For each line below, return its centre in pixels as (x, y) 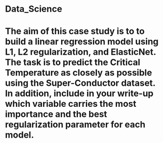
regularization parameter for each (75, 125)
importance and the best (56, 114)
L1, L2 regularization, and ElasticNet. (81, 52)
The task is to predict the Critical (73, 62)
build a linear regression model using (82, 42)
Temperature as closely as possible (79, 73)
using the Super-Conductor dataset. (80, 83)
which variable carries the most (71, 104)
